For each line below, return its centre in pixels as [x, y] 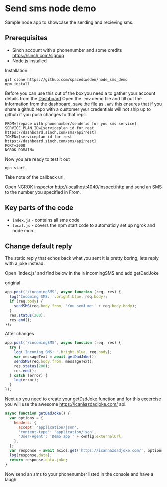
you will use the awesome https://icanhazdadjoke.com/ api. [66, 404]
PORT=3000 [15, 145]
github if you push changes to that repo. [46, 114]
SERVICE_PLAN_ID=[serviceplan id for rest [50, 128]
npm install [17, 84]
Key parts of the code [39, 208]
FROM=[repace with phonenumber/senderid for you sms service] [71, 123]
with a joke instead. [25, 263]
